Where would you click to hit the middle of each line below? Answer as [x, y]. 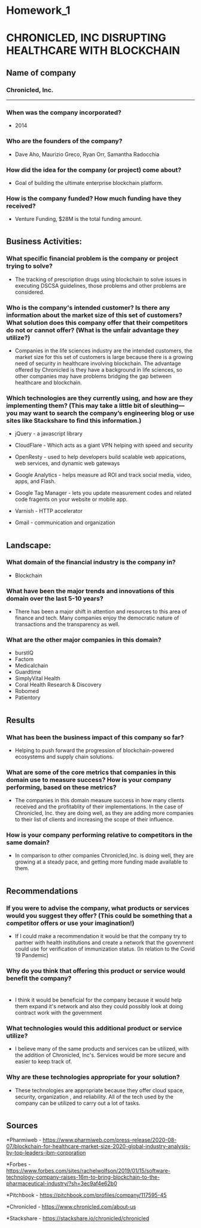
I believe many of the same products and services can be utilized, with [102, 1049]
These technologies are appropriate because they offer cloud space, [99, 1090]
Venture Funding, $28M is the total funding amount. [78, 219]
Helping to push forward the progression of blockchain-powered [95, 750]
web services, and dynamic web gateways [67, 464]
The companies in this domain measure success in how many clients [99, 800]
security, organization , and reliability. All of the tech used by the [94, 1096]
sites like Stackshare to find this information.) [74, 420]
